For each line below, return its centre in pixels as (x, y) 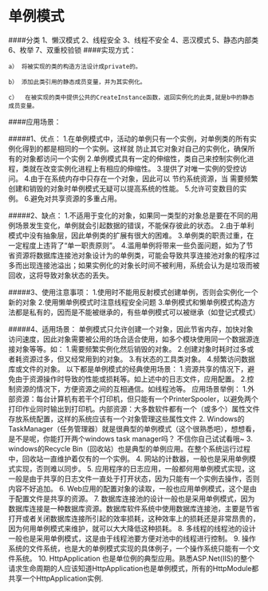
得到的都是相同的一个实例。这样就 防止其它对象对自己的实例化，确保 (135, 148)
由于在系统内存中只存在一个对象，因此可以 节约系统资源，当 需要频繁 (144, 178)
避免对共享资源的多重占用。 (76, 198)
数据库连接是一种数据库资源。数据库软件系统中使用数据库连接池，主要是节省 (134, 508)
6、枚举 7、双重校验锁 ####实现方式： (72, 49)
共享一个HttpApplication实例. (56, 578)
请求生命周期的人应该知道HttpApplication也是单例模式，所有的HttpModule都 (134, 568)
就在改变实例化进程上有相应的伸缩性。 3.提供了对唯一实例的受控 (135, 168)
